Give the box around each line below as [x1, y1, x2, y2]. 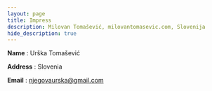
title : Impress [7, 17, 52, 24]
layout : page [7, 10, 46, 17]
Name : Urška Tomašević [7, 49, 81, 57]
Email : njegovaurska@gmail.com [7, 76, 104, 85]
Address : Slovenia [7, 62, 62, 71]
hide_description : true [7, 29, 77, 37]
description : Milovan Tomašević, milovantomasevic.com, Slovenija [7, 23, 206, 30]
